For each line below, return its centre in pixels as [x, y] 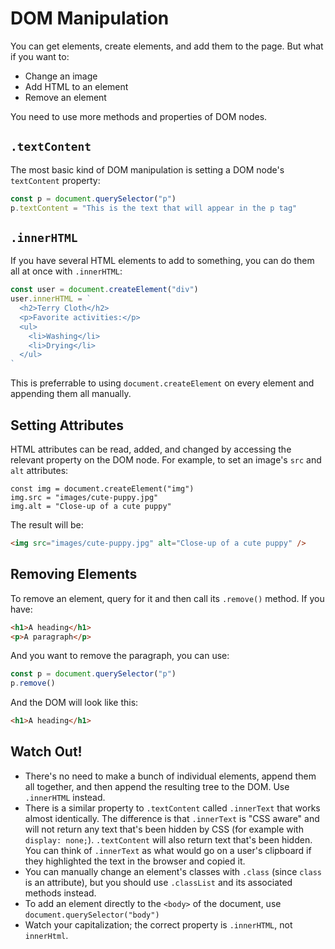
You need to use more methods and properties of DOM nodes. [139, 116]
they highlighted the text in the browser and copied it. [135, 861]
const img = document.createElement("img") [102, 489]
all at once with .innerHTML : [66, 271]
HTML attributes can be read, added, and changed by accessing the [151, 449]
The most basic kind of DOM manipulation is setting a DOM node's [147, 169]
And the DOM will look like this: [74, 703]
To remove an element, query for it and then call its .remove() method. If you [167, 598]
